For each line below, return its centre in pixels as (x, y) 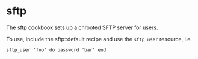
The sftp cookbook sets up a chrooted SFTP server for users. (82, 27)
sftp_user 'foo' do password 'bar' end (56, 50)
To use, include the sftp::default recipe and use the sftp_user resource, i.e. (99, 39)
